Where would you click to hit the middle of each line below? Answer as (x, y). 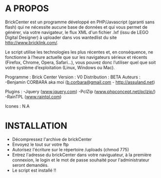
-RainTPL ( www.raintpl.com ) (33, 97)
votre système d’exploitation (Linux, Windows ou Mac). (60, 67)
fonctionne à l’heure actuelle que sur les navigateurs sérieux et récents (76, 57)
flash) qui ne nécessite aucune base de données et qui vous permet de (76, 27)
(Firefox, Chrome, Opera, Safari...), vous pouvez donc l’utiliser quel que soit (80, 62)
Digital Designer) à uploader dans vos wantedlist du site (61, 37)
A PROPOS (27, 9)
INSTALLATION (36, 126)
